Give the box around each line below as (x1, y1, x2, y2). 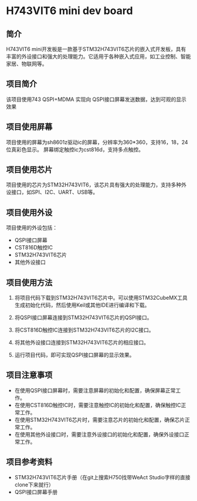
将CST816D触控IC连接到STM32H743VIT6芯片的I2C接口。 (14, 327, 154, 334)
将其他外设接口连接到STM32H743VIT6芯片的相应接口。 (14, 339, 150, 346)
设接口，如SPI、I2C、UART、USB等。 (6, 189, 98, 196)
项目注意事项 (6, 370, 53, 380)
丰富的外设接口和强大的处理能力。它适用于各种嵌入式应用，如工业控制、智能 (6, 53, 191, 60)
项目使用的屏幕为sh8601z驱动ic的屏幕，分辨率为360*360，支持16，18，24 (6, 138, 189, 145)
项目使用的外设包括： (6, 224, 57, 231)
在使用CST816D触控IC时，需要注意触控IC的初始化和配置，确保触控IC (14, 401, 182, 408)
